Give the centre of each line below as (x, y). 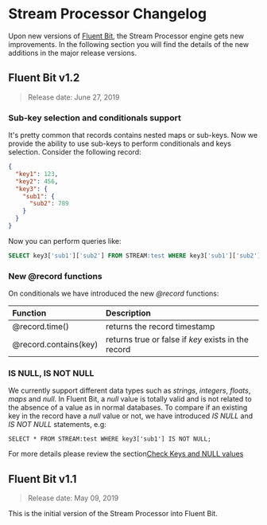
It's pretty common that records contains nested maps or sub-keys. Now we (133, 135)
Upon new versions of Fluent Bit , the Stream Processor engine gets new (126, 36)
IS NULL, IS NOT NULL (51, 374)
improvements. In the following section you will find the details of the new (128, 44)
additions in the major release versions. (73, 53)
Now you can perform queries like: (65, 241)
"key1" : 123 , (37, 174)
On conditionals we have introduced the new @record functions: (114, 294)
